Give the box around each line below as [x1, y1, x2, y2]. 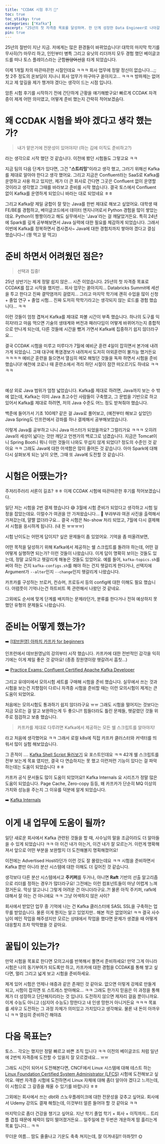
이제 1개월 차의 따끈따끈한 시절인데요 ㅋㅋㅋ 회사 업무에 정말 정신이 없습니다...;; [5, 67, 157, 73]
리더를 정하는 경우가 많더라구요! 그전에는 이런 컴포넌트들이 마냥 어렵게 [14, 880, 149, 886]
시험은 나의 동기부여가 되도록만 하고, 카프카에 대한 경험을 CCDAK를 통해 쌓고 [5, 964, 153, 970]
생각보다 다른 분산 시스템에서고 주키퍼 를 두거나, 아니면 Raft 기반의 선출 [5, 874, 141, 880]
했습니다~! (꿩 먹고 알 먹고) [5, 231, 58, 237]
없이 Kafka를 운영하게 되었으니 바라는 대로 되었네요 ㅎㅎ [5, 190, 113, 196]
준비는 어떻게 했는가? [5, 621, 86, 632]
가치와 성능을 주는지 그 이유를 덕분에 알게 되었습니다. [5, 786, 106, 792]
